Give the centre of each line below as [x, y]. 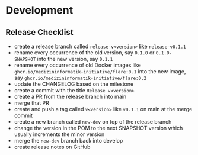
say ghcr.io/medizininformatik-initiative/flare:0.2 [80, 78]
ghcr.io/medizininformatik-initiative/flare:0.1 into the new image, [100, 71]
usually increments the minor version [59, 134]
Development [39, 10]
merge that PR [32, 103]
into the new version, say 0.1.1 [75, 59]
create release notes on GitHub [52, 147]
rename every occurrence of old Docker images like [78, 65]
